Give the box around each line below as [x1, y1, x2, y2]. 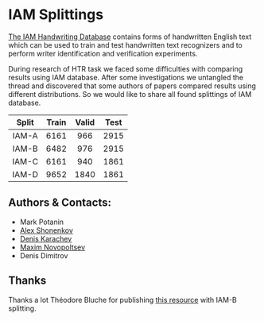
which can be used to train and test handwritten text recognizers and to [8, 40, 243, 49]
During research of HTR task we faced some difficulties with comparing [8, 64, 243, 73]
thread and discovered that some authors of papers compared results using [8, 81, 257, 91]
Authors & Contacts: [8, 196, 111, 210]
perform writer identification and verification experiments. [8, 48, 198, 58]
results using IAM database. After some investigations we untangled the [8, 72, 244, 82]
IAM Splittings [8, 6, 104, 24]
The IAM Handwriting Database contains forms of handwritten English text [8, 32, 252, 41]
